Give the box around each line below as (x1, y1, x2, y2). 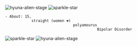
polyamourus (72, 23, 97, 27)
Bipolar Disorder (97, 27, 133, 32)
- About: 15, (5, 14, 32, 19)
